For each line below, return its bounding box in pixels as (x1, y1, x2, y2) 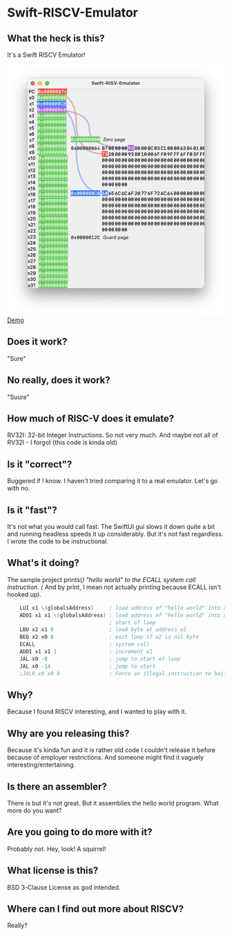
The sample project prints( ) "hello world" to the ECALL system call (7, 575, 196, 583)
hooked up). (7, 590, 41, 599)
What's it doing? (7, 557, 79, 569)
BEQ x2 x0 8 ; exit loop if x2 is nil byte (19, 634, 199, 641)
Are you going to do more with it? (7, 826, 153, 838)
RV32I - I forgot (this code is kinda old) (7, 438, 117, 447)
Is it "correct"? (7, 458, 72, 470)
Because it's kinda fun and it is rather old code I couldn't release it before (7, 746, 216, 754)
